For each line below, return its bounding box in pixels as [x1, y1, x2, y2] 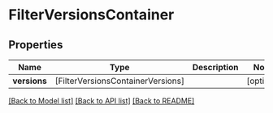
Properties [8, 38, 63, 52]
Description [192, 62, 239, 73]
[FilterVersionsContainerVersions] [54, 75, 185, 86]
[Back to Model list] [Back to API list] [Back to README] [8, 96, 195, 106]
